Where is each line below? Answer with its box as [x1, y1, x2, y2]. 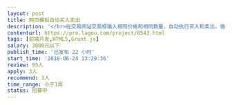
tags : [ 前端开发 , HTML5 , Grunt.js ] [7, 36, 99, 43]
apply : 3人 [7, 68, 38, 75]
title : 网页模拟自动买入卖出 [7, 17, 81, 23]
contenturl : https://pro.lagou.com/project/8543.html [7, 29, 166, 37]
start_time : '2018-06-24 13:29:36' [7, 55, 110, 62]
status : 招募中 [7, 87, 48, 94]
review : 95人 [7, 61, 43, 68]
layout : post [7, 10, 45, 17]
